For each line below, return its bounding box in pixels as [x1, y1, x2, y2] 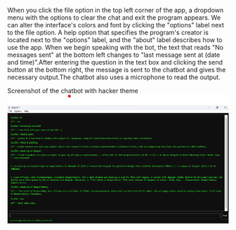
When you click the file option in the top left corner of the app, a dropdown [7, 6, 224, 14]
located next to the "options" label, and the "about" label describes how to [7, 36, 223, 44]
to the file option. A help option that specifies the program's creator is [7, 28, 209, 36]
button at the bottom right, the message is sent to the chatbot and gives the [7, 66, 226, 74]
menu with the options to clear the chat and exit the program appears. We [7, 13, 221, 22]
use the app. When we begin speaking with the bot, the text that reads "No [7, 43, 223, 51]
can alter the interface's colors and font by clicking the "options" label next [7, 21, 225, 29]
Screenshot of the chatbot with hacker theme [7, 87, 138, 95]
